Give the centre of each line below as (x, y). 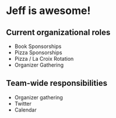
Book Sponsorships (38, 46)
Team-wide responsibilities (57, 83)
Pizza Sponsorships (38, 53)
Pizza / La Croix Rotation (44, 59)
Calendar (25, 110)
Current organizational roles (58, 32)
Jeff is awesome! (48, 11)
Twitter (23, 103)
